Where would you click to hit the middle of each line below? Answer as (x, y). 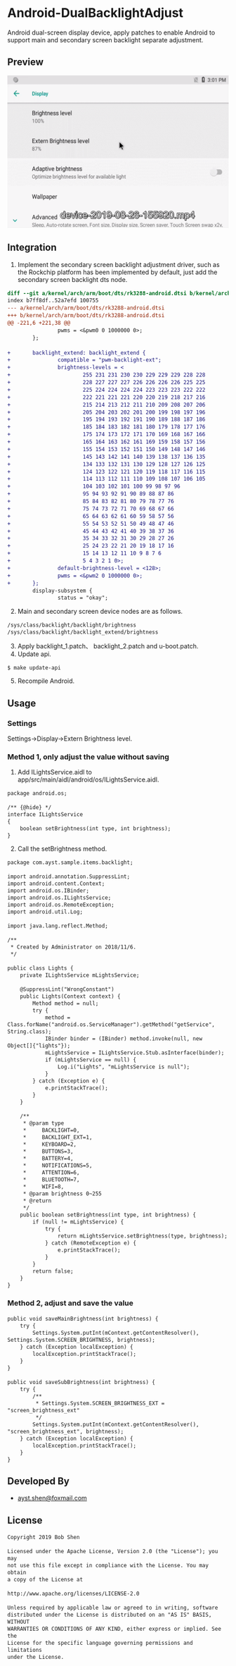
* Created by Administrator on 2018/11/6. (73, 947)
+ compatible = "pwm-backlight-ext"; (84, 360)
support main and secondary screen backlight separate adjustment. (105, 39)
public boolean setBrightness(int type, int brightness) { (108, 1215)
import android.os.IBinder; (48, 891)
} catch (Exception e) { (69, 1081)
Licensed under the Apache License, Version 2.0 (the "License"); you (113, 1552)
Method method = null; (66, 1004)
